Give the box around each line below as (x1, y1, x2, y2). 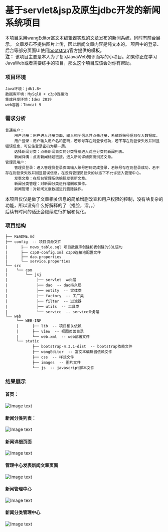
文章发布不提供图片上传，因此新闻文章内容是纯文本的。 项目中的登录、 (15, 41, 161, 47)
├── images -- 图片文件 (32, 360, 81, 365)
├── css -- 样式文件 (32, 354, 74, 360)
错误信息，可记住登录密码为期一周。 (5, 144, 69, 149)
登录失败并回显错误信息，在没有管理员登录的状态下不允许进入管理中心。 (16, 170, 143, 175)
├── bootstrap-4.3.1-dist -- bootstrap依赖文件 (32, 344, 133, 349)
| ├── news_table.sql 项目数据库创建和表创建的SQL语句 (5, 244, 123, 249)
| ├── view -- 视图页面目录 (16, 329, 84, 334)
